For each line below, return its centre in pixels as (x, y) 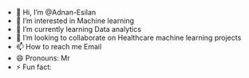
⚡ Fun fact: (34, 67)
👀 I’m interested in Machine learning (75, 21)
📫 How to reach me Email (59, 47)
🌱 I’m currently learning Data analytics (79, 29)
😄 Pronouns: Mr (43, 58)
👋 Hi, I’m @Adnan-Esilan (56, 12)
